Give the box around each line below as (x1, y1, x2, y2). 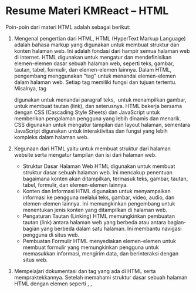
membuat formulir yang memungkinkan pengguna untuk (22, 244, 159, 251)
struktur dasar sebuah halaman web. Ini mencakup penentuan (22, 169, 173, 176)
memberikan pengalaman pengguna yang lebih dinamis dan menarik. (13, 114, 181, 122)
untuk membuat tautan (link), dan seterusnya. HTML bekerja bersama (13, 102, 183, 109)
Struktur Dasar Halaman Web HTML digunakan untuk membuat (22, 163, 175, 170)
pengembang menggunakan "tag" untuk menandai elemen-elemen (13, 72, 177, 79)
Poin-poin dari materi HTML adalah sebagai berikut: (5, 23, 131, 31)
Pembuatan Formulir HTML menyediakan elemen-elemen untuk (22, 237, 177, 244)
